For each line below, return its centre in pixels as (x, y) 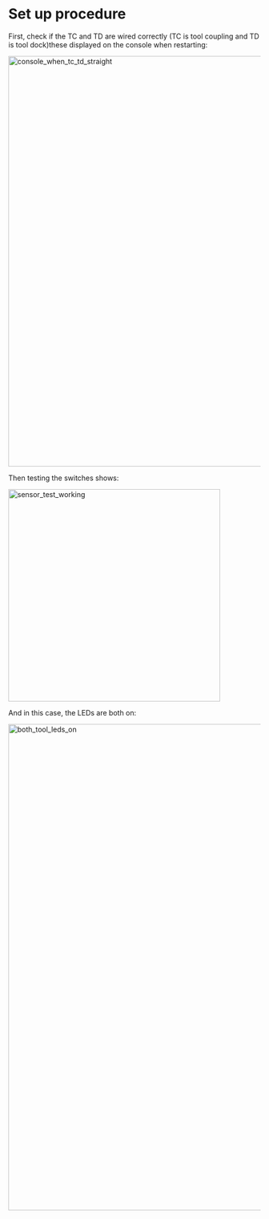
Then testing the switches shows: (64, 478)
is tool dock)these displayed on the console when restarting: (108, 44)
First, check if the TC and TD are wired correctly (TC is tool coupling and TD (134, 36)
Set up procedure (67, 14)
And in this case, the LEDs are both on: (72, 712)
